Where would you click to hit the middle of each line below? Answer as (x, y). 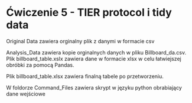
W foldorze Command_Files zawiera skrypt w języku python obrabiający (94, 87)
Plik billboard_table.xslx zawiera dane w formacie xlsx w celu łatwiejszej (94, 59)
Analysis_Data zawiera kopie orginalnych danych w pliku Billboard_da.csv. (96, 52)
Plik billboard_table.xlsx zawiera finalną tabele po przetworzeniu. (85, 76)
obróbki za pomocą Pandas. (40, 65)
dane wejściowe (26, 94)
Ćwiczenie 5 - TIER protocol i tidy (89, 13)
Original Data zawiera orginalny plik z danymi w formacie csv (80, 41)
